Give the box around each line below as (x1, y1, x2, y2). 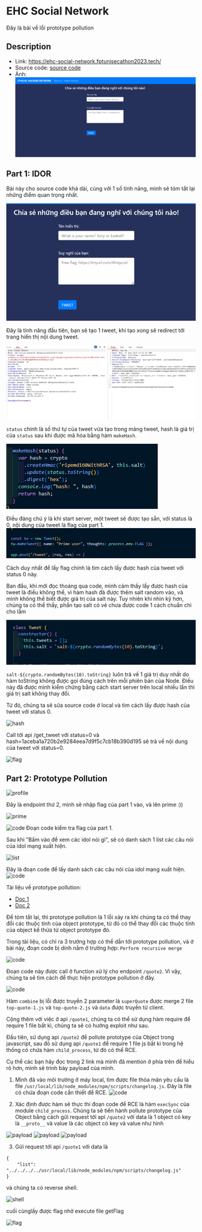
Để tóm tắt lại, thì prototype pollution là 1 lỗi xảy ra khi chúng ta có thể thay (6, 913, 191, 921)
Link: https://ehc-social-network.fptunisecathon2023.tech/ (14, 57, 161, 64)
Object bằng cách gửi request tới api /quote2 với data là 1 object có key (14, 1113, 191, 1121)
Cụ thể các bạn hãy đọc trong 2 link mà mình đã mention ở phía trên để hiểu (6, 1058, 194, 1065)
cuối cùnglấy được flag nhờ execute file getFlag (6, 1207, 124, 1215)
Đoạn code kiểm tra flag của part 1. (26, 824, 113, 832)
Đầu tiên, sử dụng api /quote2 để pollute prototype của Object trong (6, 1034, 174, 1041)
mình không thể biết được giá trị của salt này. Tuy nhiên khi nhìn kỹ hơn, (6, 595, 184, 603)
